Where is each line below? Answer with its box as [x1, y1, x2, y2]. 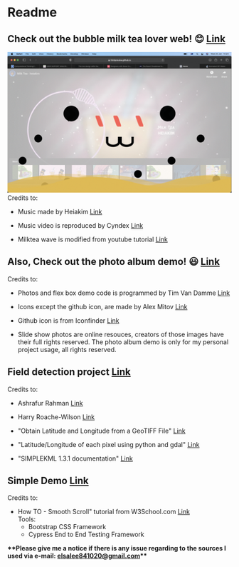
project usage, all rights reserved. [17, 345, 117, 353]
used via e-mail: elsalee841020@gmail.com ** [7, 551, 147, 561]
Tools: [17, 515, 36, 523]
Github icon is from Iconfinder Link [17, 316, 119, 325]
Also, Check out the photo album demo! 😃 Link [7, 256, 221, 268]
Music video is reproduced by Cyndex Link [17, 221, 144, 229]
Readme [7, 4, 58, 21]
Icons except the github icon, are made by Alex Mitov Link [17, 302, 188, 311]
